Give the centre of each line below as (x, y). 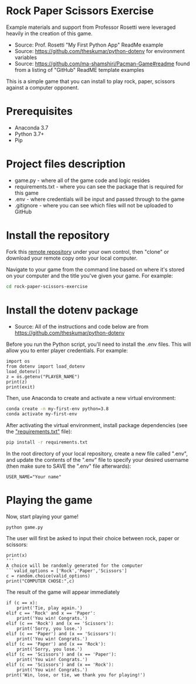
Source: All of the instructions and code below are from (81, 326)
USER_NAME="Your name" (34, 477)
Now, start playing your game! (43, 517)
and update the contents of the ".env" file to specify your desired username (97, 460)
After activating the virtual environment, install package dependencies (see (97, 425)
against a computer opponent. (43, 87)
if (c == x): (22, 603)
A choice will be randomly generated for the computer (75, 566)
